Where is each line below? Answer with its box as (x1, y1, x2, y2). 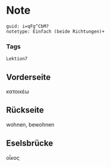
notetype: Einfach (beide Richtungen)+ (6, 28, 105, 35)
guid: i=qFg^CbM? (6, 23, 49, 29)
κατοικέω (6, 88, 30, 95)
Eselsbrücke (6, 138, 53, 149)
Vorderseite (6, 72, 51, 82)
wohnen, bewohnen (6, 120, 55, 128)
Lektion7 (6, 56, 28, 62)
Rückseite (6, 105, 45, 115)
